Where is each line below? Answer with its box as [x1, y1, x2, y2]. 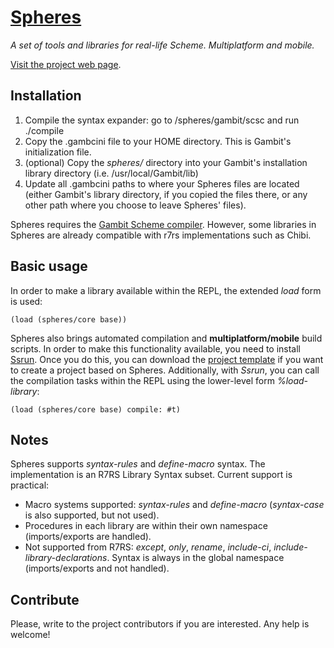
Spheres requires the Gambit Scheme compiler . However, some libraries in [10, 218, 317, 230]
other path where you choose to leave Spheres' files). [24, 199, 247, 211]
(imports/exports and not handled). [24, 562, 170, 575]
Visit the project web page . [10, 58, 122, 70]
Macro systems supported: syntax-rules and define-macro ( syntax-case [24, 499, 325, 511]
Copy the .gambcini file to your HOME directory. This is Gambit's [24, 135, 292, 147]
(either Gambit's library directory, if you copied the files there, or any [24, 188, 308, 200]
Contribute [10, 591, 80, 608]
